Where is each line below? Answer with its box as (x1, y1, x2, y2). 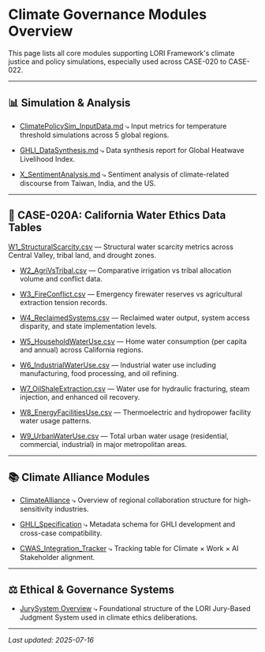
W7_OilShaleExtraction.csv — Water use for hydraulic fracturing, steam (19, 384, 250, 393)
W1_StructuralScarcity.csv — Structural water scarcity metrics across (8, 242, 234, 251)
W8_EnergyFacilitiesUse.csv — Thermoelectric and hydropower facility (19, 408, 252, 417)
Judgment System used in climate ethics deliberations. (19, 613, 199, 622)
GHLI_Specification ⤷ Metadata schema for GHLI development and (19, 520, 236, 529)
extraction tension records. (19, 297, 108, 307)
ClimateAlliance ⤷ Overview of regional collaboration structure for (19, 495, 233, 505)
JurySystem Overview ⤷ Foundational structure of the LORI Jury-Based (19, 604, 251, 613)
